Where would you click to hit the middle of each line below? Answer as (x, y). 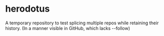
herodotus (28, 9)
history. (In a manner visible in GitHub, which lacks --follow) (68, 28)
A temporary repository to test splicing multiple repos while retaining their (82, 23)
